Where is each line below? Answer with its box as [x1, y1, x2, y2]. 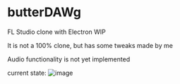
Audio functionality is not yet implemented [7, 54, 131, 64]
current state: [7, 68, 47, 77]
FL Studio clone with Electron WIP [7, 28, 106, 36]
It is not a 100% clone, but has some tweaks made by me [7, 41, 173, 49]
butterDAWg [7, 4, 81, 20]
